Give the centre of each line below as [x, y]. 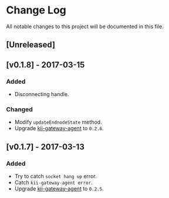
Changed [20, 109]
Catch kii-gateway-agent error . [53, 182]
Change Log [36, 10]
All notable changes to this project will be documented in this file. [85, 26]
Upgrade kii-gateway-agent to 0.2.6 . [59, 128]
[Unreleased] [31, 45]
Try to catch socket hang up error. [55, 176]
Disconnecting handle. [42, 94]
